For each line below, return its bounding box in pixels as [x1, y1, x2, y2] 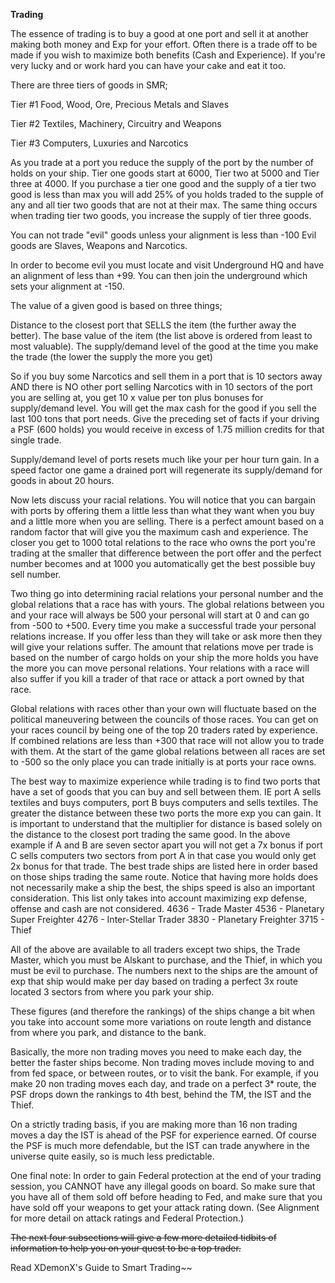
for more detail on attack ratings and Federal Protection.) [10, 1212, 245, 1224]
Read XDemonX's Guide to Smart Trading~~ [10, 1262, 193, 1273]
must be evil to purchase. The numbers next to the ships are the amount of [10, 965, 318, 976]
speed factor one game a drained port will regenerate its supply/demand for [10, 464, 323, 476]
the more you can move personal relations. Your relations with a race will [10, 662, 310, 674]
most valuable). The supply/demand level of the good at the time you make [10, 340, 319, 352]
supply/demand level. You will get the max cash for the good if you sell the [10, 402, 317, 414]
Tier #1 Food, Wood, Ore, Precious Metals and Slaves [10, 99, 230, 110]
